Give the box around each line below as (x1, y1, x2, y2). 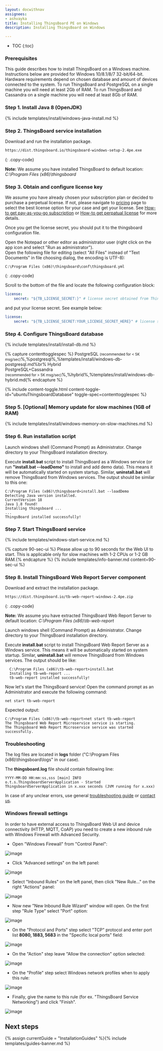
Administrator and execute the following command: (5, 689, 107, 695)
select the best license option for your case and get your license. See (5, 205, 144, 211)
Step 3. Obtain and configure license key (5, 183, 103, 190)
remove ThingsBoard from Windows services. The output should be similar (5, 474, 155, 480)
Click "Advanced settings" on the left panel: (12, 860, 99, 865)
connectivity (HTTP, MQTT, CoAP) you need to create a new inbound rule (5, 826, 152, 832)
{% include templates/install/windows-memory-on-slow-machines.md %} (5, 421, 153, 427)
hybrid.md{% (5, 377, 32, 382)
